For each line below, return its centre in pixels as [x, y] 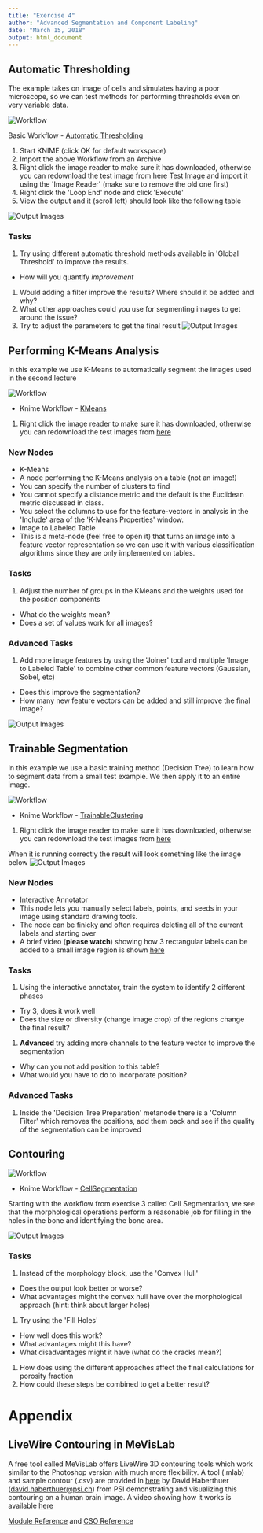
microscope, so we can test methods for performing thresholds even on [124, 97]
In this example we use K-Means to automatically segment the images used [130, 370]
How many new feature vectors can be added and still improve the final [135, 700]
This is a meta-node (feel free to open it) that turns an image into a [127, 537]
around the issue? [48, 318]
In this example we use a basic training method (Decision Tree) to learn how [131, 767]
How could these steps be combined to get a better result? [115, 1384]
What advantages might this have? [75, 1343]
